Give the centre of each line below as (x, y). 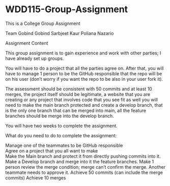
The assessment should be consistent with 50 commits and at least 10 (79, 89)
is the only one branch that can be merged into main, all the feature (76, 110)
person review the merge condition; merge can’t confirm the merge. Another (86, 167)
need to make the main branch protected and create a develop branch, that (84, 105)
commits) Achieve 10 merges (36, 178)
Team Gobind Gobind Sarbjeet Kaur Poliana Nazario (60, 33)
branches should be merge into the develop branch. (60, 116)
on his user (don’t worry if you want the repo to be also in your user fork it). (84, 79)
